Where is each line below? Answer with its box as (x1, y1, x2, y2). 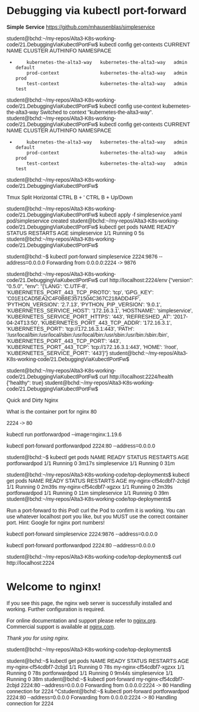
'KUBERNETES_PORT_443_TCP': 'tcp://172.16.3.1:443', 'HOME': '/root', (6, 344, 178, 350)
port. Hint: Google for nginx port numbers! (6, 519, 105, 526)
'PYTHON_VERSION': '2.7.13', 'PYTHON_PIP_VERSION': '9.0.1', (6, 301, 162, 308)
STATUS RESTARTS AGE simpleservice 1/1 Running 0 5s (6, 229, 145, 237)
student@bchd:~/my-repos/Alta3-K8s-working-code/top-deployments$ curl (6, 553, 181, 560)
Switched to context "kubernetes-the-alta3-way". (40, 108, 154, 116)
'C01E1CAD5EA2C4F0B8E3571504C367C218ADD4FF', (6, 295, 141, 302)
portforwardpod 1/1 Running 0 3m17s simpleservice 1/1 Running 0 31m (6, 460, 175, 466)
